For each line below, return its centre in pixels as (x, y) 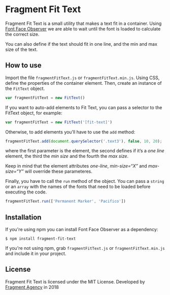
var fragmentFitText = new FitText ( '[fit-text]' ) (59, 122)
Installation (23, 217)
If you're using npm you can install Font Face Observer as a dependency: (82, 230)
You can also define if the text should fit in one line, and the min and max (81, 44)
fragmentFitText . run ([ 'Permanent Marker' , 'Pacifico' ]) (65, 202)
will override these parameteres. (59, 172)
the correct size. (22, 34)
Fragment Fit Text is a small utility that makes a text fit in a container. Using (83, 23)
